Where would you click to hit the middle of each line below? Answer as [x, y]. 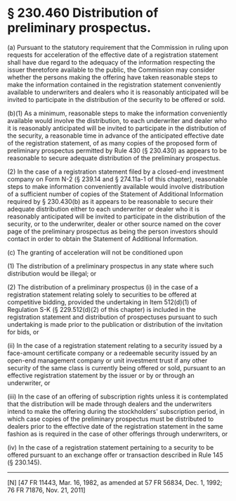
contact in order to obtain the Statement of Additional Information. [103, 239]
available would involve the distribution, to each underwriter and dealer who [117, 120]
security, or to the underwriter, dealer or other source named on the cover [114, 223]
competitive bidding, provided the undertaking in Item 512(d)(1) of [102, 302]
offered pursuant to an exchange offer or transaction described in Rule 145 [115, 455]
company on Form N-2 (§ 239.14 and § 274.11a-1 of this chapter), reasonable [118, 179]
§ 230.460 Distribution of [83, 13]
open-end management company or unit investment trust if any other [107, 360]
